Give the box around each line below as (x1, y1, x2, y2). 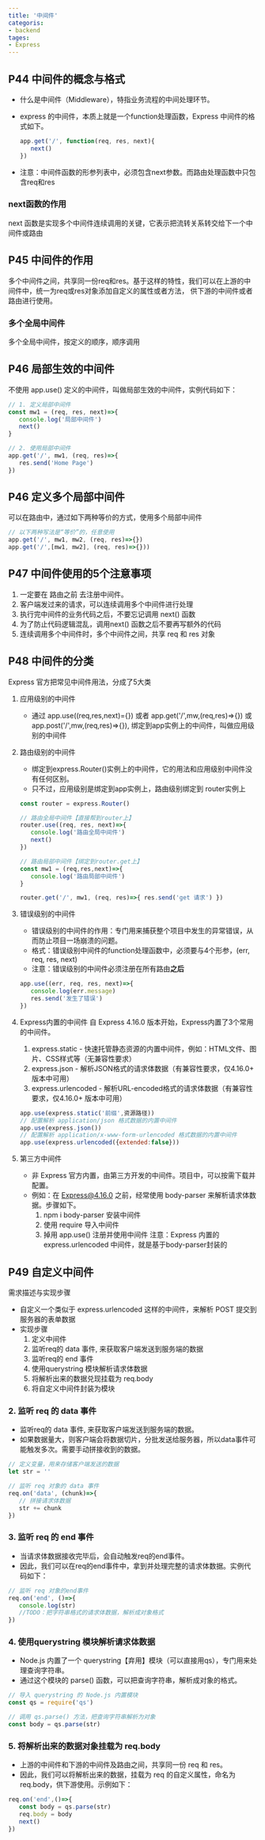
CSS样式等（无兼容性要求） (45, 1054, 136, 1063)
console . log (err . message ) (30, 987, 116, 995)
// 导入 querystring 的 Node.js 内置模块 (8, 1691, 138, 1699)
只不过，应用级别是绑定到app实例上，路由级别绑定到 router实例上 (31, 784, 247, 793)
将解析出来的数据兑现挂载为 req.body (31, 1374, 153, 1384)
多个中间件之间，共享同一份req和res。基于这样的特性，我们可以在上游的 (8, 276, 244, 286)
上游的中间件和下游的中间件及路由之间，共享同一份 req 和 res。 (19, 1760, 227, 1770)
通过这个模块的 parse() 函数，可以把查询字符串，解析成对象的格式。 (19, 1675, 242, 1685)
